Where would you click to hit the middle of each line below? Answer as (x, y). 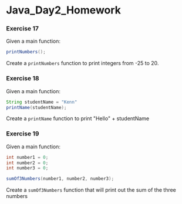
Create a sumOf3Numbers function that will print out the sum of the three (91, 190)
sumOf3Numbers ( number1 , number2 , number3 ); (60, 179)
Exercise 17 (23, 29)
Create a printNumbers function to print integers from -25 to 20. (82, 63)
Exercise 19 (23, 134)
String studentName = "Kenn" (42, 102)
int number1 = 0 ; (27, 157)
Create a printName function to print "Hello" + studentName (78, 118)
